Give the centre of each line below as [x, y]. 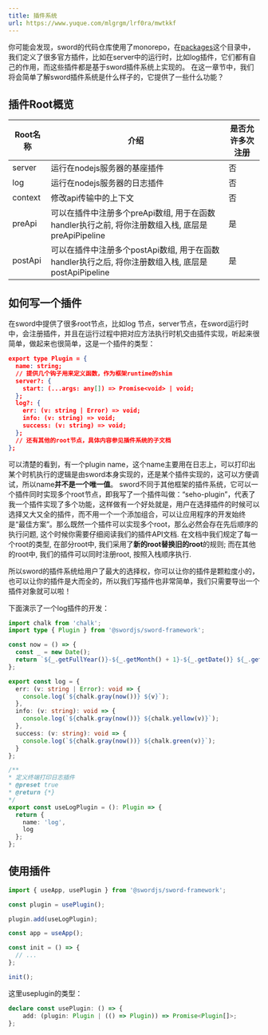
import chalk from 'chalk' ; [55, 623]
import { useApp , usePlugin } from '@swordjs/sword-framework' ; [117, 890]
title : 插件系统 [33, 16]
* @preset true [33, 785]
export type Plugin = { [48, 359]
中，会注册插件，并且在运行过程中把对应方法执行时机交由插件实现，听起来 [130, 334]
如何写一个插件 [45, 303]
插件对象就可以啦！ [40, 591]
